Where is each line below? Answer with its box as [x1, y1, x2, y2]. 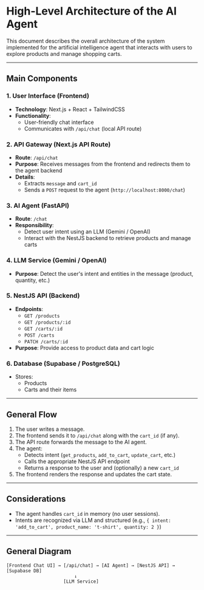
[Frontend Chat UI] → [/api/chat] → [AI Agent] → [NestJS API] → [6, 562, 175, 569]
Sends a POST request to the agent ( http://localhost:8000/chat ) [24, 186, 185, 193]
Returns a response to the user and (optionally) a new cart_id [24, 464, 179, 472]
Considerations [6, 494, 66, 504]
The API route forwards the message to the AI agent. [15, 438, 147, 445]
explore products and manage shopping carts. [6, 50, 122, 57]
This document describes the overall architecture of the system [6, 37, 165, 44]
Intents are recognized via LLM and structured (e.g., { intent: [15, 516, 171, 524]
